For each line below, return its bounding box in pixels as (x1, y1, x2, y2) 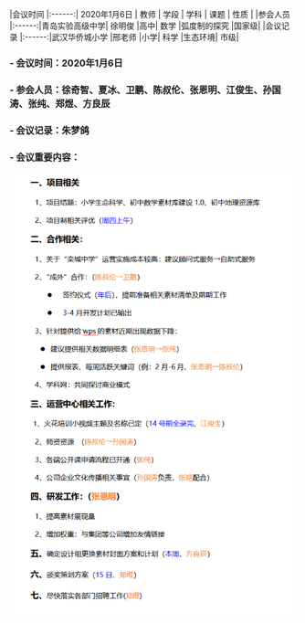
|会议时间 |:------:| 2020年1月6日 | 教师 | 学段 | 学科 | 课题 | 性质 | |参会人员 (9, 9, 290, 19)
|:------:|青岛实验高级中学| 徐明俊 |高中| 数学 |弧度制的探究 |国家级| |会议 (9, 20, 282, 31)
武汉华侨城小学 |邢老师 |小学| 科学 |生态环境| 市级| (51, 32, 239, 42)
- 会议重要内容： (9, 151, 80, 164)
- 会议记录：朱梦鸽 (9, 123, 89, 136)
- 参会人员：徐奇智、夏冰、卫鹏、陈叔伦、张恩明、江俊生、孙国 (9, 83, 281, 96)
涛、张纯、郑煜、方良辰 (9, 97, 111, 110)
